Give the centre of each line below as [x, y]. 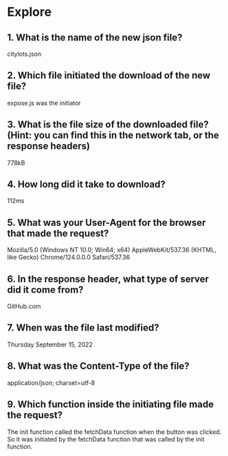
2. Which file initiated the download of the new [109, 75]
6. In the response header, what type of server [108, 279]
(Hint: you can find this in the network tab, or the [113, 135]
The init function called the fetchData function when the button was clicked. [114, 432]
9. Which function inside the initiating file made [111, 405]
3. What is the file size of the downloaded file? [108, 125]
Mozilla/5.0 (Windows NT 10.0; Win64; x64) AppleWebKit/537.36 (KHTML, [112, 250]
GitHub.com [24, 307]
